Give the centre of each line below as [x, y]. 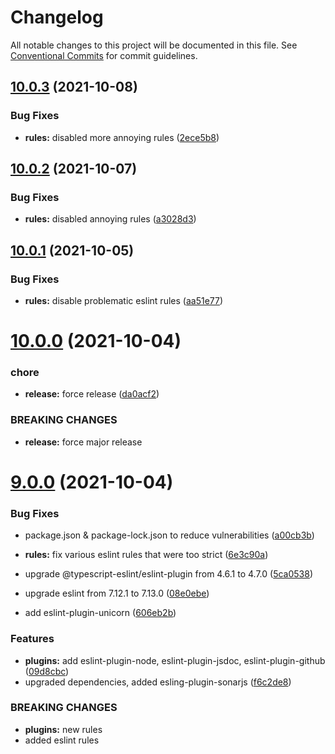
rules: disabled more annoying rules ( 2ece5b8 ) [122, 137]
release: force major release [83, 442]
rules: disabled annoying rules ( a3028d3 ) [110, 219]
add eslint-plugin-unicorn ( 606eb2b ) [100, 613]
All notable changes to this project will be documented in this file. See [154, 45]
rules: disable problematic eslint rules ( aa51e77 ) [124, 300]
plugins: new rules [63, 729]
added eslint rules [62, 740]
